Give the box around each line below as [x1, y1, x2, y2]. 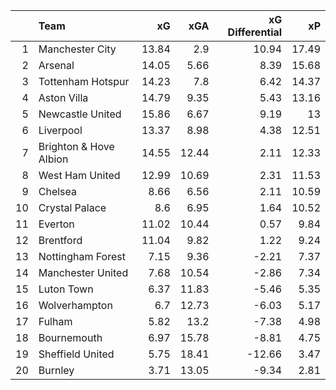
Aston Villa [38, 91, 89, 104]
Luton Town [38, 282, 94, 296]
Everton [38, 217, 75, 231]
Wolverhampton [38, 299, 113, 312]
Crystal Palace [38, 201, 107, 214]
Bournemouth [38, 331, 103, 344]
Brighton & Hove [38, 140, 115, 153]
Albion [38, 152, 69, 166]
